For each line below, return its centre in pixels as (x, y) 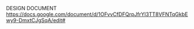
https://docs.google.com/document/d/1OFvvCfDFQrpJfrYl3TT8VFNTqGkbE (97, 14)
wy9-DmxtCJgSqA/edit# (36, 20)
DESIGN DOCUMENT (32, 8)
